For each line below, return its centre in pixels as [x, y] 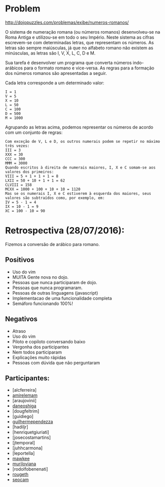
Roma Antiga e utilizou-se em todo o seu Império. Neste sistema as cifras [80, 37]
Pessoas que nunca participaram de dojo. [55, 282]
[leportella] [23, 453]
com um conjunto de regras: [34, 132]
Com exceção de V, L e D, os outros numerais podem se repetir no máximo [83, 141]
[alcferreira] [24, 390]
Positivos [20, 260]
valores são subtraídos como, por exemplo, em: [55, 198]
